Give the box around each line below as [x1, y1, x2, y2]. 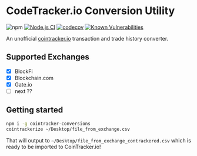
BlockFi [14, 68, 34, 75]
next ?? [14, 87, 32, 95]
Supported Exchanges [6, 52, 90, 62]
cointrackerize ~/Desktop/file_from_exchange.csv [6, 126, 131, 132]
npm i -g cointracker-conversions [6, 121, 91, 127]
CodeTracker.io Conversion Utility [6, 4, 175, 18]
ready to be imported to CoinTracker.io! [6, 143, 101, 150]
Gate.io [14, 81, 32, 88]
